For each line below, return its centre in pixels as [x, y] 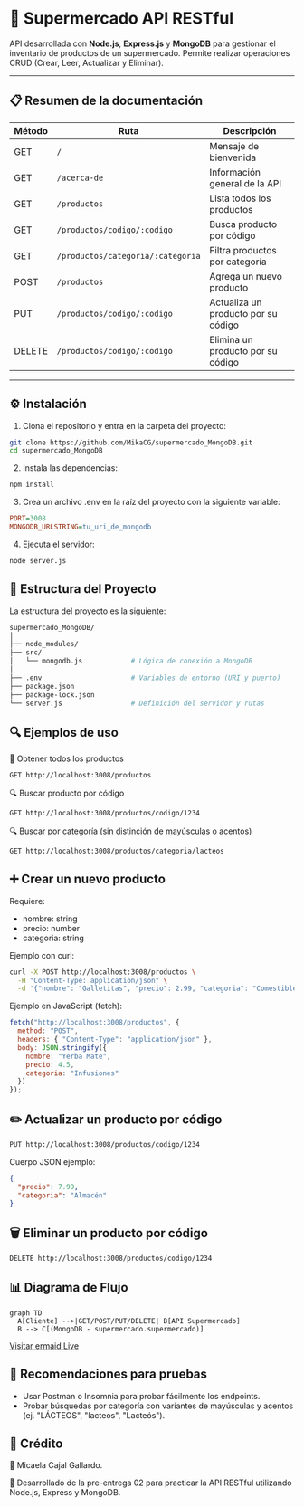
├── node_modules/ [44, 644]
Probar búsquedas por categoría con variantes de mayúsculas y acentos [158, 1406]
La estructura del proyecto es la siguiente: [88, 611]
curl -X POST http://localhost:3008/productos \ [103, 972]
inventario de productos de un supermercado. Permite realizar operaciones [150, 52]
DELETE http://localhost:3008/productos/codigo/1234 [111, 1259]
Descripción [250, 130]
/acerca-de [80, 177]
